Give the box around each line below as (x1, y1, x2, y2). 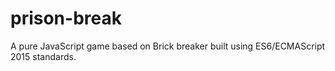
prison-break (10, 7, 122, 30)
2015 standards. (10, 50, 77, 62)
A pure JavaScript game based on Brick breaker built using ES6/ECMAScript (10, 40, 326, 52)
